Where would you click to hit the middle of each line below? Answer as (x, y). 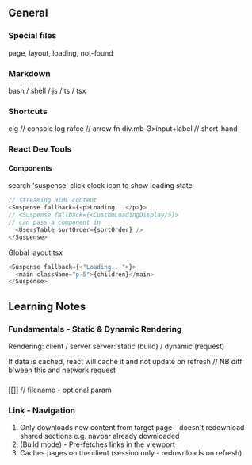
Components (30, 168)
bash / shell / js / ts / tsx (47, 90)
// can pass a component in (55, 223)
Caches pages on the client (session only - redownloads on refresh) (131, 453)
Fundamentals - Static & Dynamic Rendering (95, 329)
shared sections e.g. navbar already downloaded (99, 436)
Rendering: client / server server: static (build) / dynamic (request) (116, 346)
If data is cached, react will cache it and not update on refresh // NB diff (125, 361)
